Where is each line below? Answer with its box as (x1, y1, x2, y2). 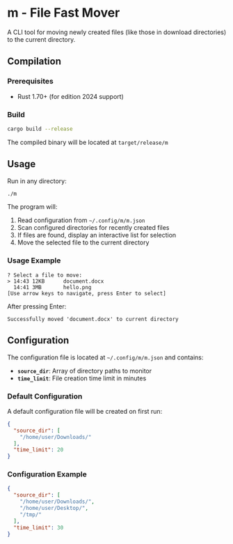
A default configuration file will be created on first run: (7, 407, 163, 415)
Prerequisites (7, 77, 54, 86)
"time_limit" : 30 (13, 524, 64, 531)
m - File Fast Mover (7, 5, 120, 21)
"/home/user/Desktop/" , (19, 505, 89, 512)
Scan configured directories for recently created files (17, 224, 170, 232)
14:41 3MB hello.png (13, 283, 92, 290)
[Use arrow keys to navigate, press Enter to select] (7, 290, 167, 297)
